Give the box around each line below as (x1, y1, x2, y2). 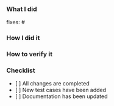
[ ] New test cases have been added (15, 87, 107, 94)
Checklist (6, 66, 35, 75)
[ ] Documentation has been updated (15, 93, 108, 100)
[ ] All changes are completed (15, 80, 90, 87)
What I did (6, 5, 38, 13)
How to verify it (6, 50, 53, 59)
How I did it (6, 34, 40, 42)
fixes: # (6, 19, 26, 26)
